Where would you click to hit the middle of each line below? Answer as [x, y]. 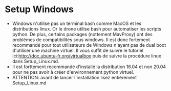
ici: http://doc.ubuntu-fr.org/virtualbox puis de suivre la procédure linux [87, 56]
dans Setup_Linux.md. [36, 61]
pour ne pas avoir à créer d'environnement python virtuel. [73, 72]
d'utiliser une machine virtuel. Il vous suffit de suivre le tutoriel [78, 50]
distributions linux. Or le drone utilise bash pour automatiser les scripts [87, 28]
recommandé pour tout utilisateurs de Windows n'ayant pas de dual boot [89, 45]
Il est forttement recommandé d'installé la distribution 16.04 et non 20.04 [89, 67]
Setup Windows [39, 9]
